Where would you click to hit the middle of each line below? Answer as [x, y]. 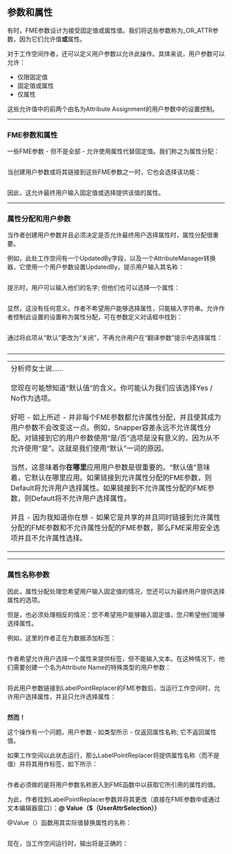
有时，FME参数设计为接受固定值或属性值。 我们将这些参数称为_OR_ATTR [110, 30]
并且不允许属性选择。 [52, 538]
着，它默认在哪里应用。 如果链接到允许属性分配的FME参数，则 [111, 478]
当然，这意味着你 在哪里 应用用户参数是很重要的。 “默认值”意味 [110, 467]
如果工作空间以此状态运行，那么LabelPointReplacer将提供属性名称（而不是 [113, 755]
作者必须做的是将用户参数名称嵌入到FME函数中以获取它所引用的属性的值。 [113, 784]
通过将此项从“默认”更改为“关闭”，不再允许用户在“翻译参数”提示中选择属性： [115, 338]
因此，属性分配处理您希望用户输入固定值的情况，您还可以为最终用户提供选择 [116, 591]
